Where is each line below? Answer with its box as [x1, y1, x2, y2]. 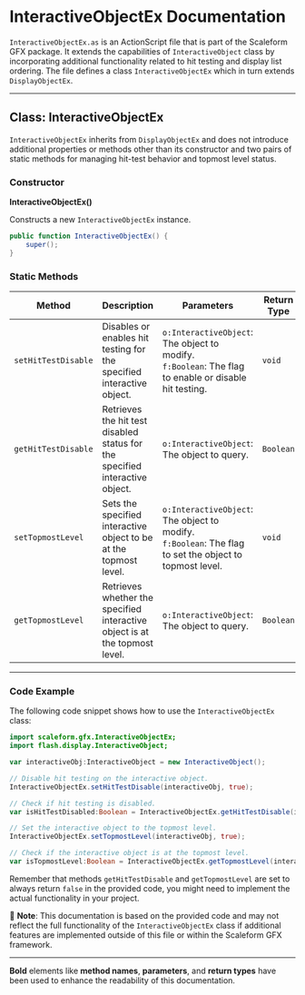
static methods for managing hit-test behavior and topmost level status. [9, 153, 277, 164]
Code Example [9, 685, 75, 697]
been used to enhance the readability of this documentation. [9, 974, 236, 986]
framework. [9, 939, 53, 950]
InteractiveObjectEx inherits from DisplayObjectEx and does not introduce [9, 133, 289, 144]
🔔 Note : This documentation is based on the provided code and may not [9, 910, 280, 921]
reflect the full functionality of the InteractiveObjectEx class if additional [9, 920, 281, 931]
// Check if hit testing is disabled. [9, 799, 156, 808]
